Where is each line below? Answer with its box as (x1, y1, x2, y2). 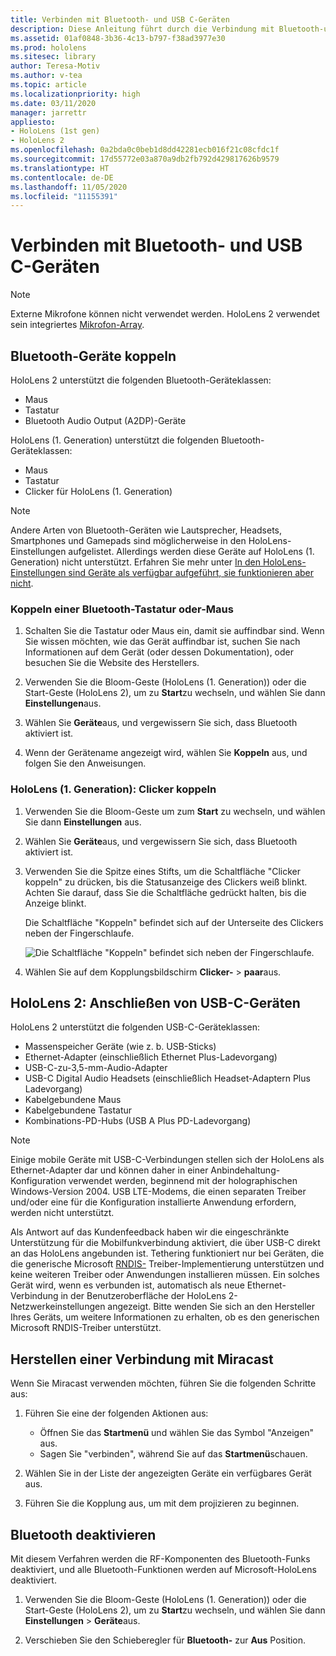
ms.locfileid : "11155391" (10, 191, 118, 201)
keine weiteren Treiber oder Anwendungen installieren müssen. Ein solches (10, 1269, 320, 1281)
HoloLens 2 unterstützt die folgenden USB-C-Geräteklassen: (10, 1021, 261, 1033)
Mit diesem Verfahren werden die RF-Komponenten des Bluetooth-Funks (10, 1553, 311, 1565)
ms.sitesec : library (10, 52, 97, 62)
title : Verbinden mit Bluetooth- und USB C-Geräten (10, 14, 230, 25)
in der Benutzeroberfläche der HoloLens (60, 1290, 227, 1302)
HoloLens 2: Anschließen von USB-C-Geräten (10, 994, 301, 1011)
